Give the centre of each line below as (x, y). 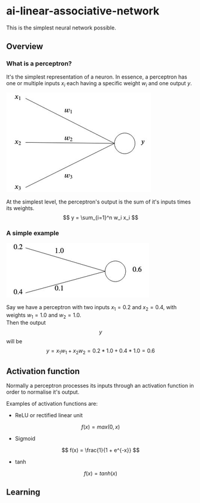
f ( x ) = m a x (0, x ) (101, 427)
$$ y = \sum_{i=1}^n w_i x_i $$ (101, 218)
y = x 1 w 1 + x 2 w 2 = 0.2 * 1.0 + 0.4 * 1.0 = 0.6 (101, 351)
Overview (25, 47)
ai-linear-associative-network (83, 11)
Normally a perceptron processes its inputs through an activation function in (100, 385)
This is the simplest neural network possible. (61, 28)
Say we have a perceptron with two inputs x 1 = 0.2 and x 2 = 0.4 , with (91, 308)
